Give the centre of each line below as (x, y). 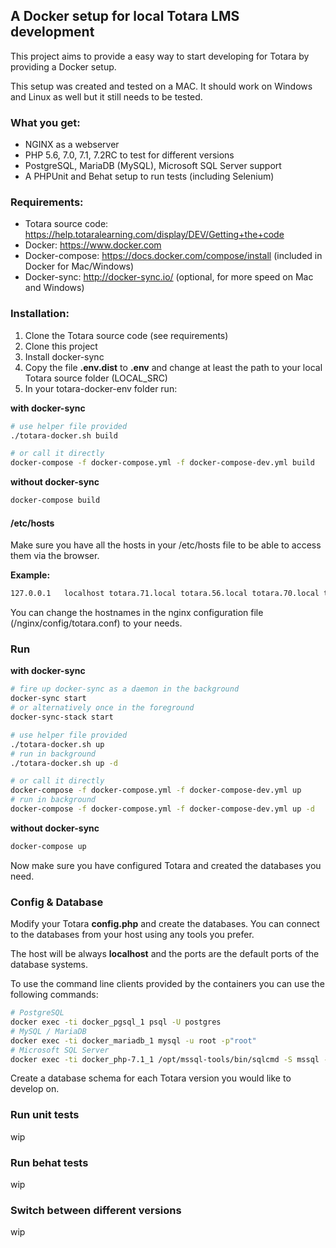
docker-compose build (55, 500)
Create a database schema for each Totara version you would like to (151, 1078)
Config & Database (57, 902)
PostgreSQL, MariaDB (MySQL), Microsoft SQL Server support (153, 166)
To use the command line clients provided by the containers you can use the (167, 984)
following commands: (54, 995)
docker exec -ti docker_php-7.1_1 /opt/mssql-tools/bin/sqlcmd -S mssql (165, 1059)
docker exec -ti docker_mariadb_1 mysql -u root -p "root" (133, 1040)
